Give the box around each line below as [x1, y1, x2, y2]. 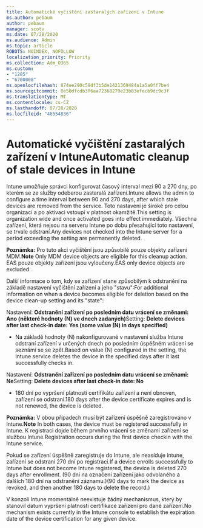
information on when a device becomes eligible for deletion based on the [6, 290, 189, 298]
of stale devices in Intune [6, 162, 136, 176]
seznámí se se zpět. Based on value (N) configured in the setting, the [15, 346, 187, 353]
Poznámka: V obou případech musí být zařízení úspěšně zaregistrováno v [6, 414, 191, 422]
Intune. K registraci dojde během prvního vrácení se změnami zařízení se [6, 427, 189, 434]
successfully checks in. [15, 360, 74, 367]
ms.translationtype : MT [6, 94, 67, 100]
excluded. [6, 266, 32, 273]
